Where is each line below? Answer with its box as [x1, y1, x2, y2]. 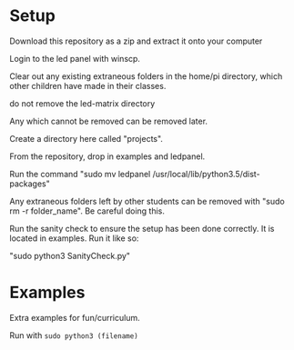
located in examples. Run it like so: [9, 233, 139, 244]
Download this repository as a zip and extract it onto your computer [9, 35, 263, 46]
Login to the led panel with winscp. [9, 53, 141, 64]
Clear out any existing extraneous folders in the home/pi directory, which [9, 70, 283, 82]
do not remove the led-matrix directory [9, 97, 156, 109]
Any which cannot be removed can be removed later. [9, 115, 208, 126]
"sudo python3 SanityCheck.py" [9, 250, 130, 261]
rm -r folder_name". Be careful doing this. [9, 205, 166, 216]
